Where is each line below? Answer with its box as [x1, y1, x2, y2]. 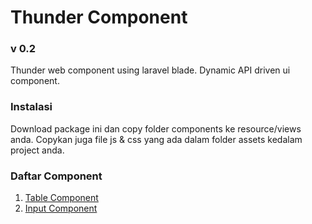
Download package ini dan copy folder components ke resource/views [10, 122, 302, 135]
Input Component [24, 202, 98, 215]
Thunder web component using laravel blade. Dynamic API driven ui [10, 64, 291, 76]
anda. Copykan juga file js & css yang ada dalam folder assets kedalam [10, 133, 303, 145]
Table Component [24, 192, 99, 204]
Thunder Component [10, 6, 188, 29]
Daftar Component [10, 169, 103, 183]
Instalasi [10, 100, 53, 114]
